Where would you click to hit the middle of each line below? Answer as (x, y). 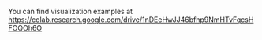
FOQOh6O (25, 28)
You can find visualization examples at (70, 11)
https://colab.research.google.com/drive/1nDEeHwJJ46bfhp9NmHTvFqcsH (131, 20)
